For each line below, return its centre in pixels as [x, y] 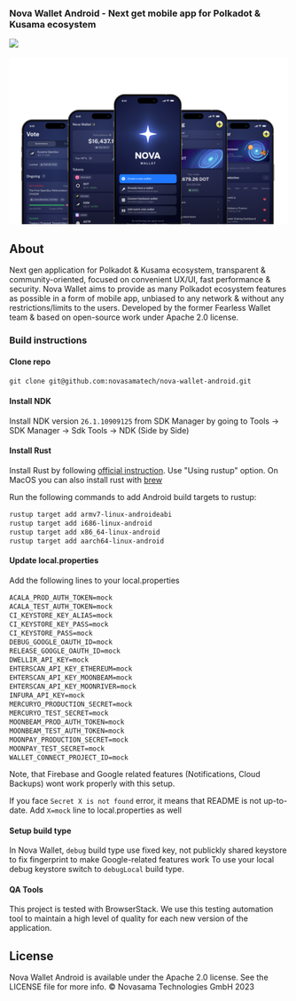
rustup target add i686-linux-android [81, 523]
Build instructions [48, 340]
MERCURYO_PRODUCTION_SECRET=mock [71, 704]
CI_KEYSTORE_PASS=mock [51, 633]
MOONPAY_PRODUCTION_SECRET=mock [69, 740]
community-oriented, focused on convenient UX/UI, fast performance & [140, 280]
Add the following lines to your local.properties [94, 581]
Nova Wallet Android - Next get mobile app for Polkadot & [135, 13]
